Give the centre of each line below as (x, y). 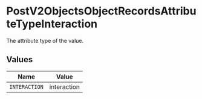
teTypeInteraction (52, 24)
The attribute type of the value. (45, 40)
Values (20, 59)
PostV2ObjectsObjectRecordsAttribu (101, 11)
